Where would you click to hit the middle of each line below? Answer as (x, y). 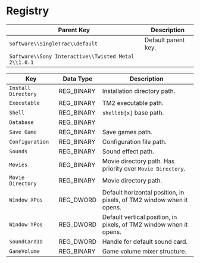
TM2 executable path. (133, 103)
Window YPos (26, 224)
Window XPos (26, 200)
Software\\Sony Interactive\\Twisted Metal (72, 56)
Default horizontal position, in (143, 192)
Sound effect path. (128, 151)
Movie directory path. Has (138, 161)
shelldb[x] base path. (133, 113)
